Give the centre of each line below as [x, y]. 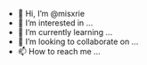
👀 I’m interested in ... [55, 23]
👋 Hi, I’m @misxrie [51, 14]
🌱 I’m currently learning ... [65, 32]
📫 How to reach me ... [59, 51]
